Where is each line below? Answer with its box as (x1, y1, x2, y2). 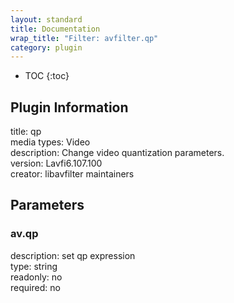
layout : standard (10, 14, 83, 25)
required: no (10, 281, 61, 293)
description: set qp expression (10, 249, 136, 261)
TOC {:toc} (24, 70, 70, 82)
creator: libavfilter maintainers (10, 168, 135, 180)
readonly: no (10, 271, 63, 283)
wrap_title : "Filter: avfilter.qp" (10, 33, 159, 43)
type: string (10, 260, 58, 272)
